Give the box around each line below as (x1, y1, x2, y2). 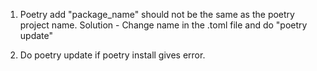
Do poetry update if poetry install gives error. (19, 49, 206, 61)
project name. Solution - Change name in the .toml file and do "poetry (19, 19, 308, 31)
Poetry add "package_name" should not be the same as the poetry (19, 9, 295, 20)
